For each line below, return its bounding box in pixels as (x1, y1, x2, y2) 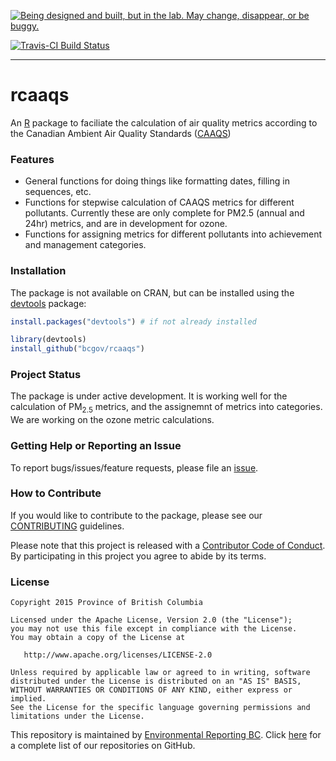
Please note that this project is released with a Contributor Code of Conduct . (10, 539, 326, 551)
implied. (10, 694, 47, 704)
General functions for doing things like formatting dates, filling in (24, 175, 290, 187)
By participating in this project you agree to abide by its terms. (10, 550, 267, 562)
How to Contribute (10, 486, 102, 500)
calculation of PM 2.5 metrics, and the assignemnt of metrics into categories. (10, 401, 323, 415)
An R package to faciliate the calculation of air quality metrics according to (10, 116, 318, 129)
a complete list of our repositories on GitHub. (10, 740, 196, 752)
